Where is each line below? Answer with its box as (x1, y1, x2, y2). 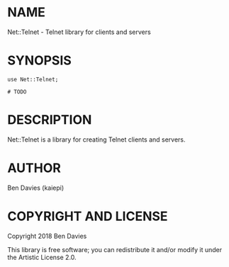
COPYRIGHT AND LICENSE (7, 208, 168, 224)
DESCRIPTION (7, 112, 92, 128)
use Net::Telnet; (7, 76, 59, 83)
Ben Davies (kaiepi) (7, 183, 65, 192)
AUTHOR (7, 160, 62, 176)
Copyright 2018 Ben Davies (7, 232, 87, 240)
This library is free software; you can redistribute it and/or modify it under (7, 245, 223, 254)
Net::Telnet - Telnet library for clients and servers (7, 28, 151, 36)
